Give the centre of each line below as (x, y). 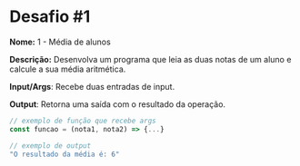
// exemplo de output (50, 146)
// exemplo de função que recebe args (83, 121)
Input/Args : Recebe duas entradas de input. (92, 86)
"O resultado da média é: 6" (65, 154)
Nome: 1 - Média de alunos (60, 42)
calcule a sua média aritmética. (68, 69)
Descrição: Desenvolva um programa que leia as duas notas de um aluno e (150, 59)
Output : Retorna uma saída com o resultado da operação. (117, 104)
